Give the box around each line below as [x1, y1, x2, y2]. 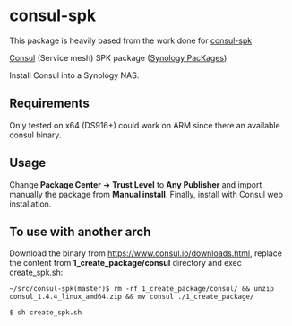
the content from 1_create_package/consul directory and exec [9, 258, 242, 269]
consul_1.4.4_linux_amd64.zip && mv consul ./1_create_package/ [9, 293, 254, 302]
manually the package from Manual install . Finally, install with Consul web [9, 189, 284, 199]
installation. [9, 198, 52, 209]
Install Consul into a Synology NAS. [9, 69, 140, 81]
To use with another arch [9, 224, 151, 239]
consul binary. [9, 129, 62, 140]
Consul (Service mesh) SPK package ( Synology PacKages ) [9, 52, 228, 63]
